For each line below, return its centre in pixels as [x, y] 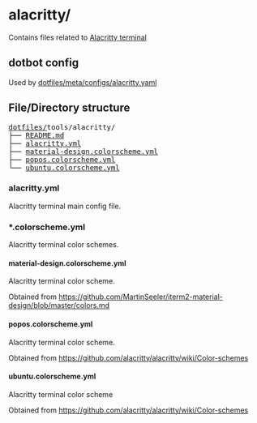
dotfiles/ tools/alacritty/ [62, 127]
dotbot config [44, 63]
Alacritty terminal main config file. [65, 206]
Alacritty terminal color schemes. [64, 245]
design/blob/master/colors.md [59, 305]
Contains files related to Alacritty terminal [78, 37]
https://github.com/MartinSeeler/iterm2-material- [140, 297]
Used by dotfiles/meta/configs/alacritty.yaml [83, 82]
